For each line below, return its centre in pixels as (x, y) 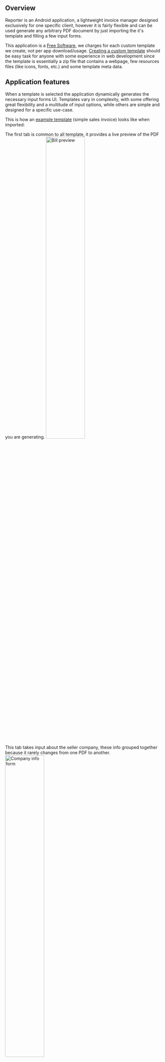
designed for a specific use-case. (40, 110)
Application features (38, 82)
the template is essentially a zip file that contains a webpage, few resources (82, 61)
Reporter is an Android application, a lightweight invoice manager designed (82, 20)
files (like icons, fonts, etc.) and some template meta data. (64, 66)
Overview (21, 8)
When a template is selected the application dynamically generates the (77, 94)
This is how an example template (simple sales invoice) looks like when (77, 119)
